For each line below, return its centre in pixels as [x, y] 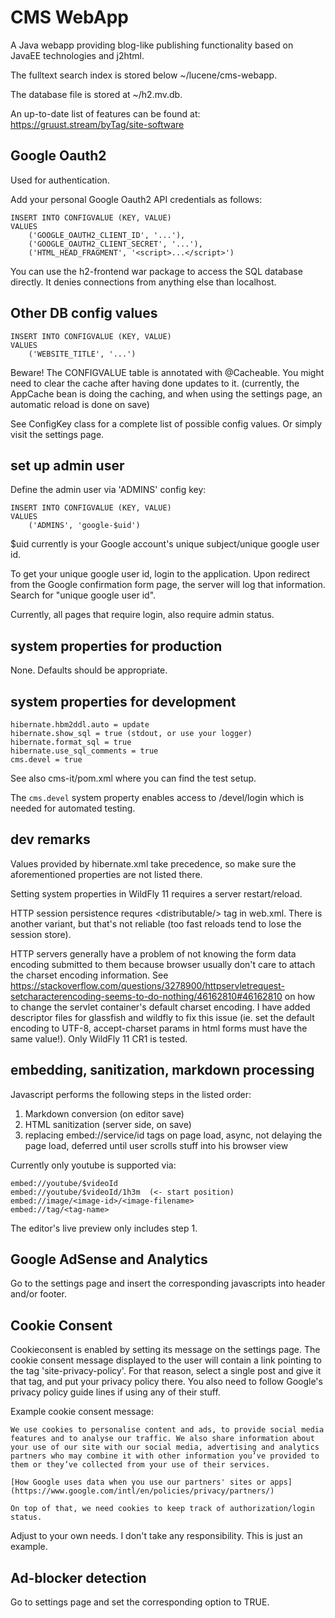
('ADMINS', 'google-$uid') [84, 526]
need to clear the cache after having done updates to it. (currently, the [155, 383]
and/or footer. [38, 1294]
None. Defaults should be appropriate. [89, 670]
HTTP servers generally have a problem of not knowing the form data [153, 953]
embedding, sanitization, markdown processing [162, 1070]
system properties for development [123, 701]
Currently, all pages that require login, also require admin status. [142, 615]
